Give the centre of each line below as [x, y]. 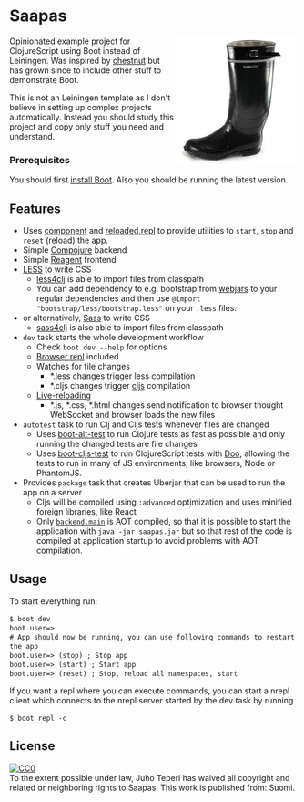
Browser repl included [77, 357]
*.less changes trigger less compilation [122, 376]
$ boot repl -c [38, 718]
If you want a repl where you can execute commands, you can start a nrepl [150, 691]
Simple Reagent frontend [69, 260]
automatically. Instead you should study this [92, 117]
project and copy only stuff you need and [87, 126]
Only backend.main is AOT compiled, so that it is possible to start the [163, 522]
